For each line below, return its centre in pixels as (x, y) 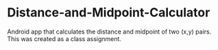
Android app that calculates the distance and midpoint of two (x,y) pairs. (109, 32)
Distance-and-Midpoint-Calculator (109, 13)
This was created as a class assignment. (64, 38)
